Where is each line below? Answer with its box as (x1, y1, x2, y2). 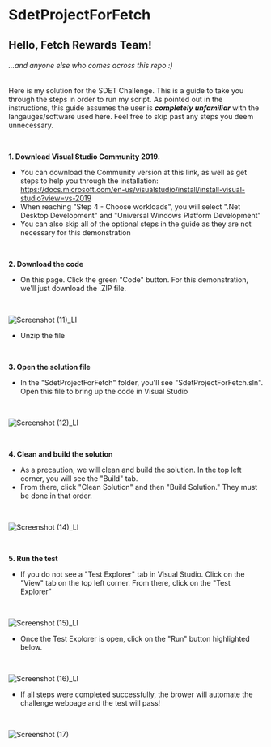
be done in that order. (19, 491, 93, 500)
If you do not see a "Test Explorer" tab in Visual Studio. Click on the (19, 569, 245, 579)
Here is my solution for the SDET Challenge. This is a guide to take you (8, 85, 244, 95)
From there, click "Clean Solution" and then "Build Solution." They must (19, 482, 258, 492)
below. (19, 642, 43, 652)
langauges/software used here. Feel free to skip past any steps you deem (8, 111, 254, 121)
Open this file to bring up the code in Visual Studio (19, 386, 188, 396)
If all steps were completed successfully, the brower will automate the (19, 689, 253, 699)
